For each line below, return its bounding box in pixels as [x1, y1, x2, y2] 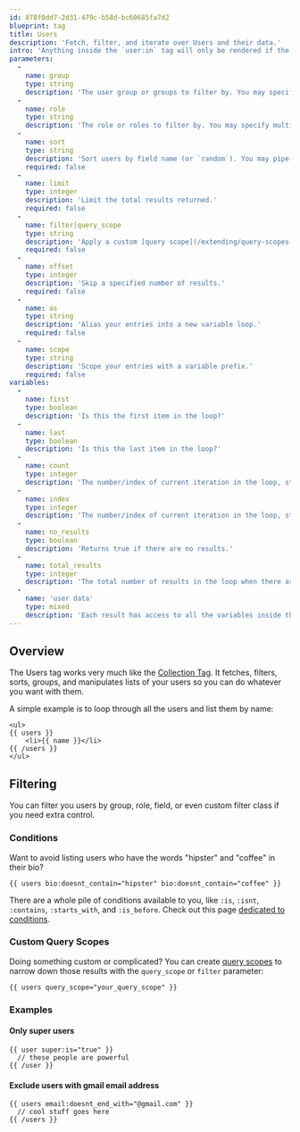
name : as [25, 304, 58, 312]
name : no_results [25, 528, 90, 537]
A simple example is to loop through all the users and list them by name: [9, 703, 274, 714]
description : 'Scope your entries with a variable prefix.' [25, 362, 254, 370]
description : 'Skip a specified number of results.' [25, 279, 226, 287]
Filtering [9, 776, 57, 791]
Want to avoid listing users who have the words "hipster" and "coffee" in [9, 852, 276, 862]
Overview [9, 644, 65, 659]
